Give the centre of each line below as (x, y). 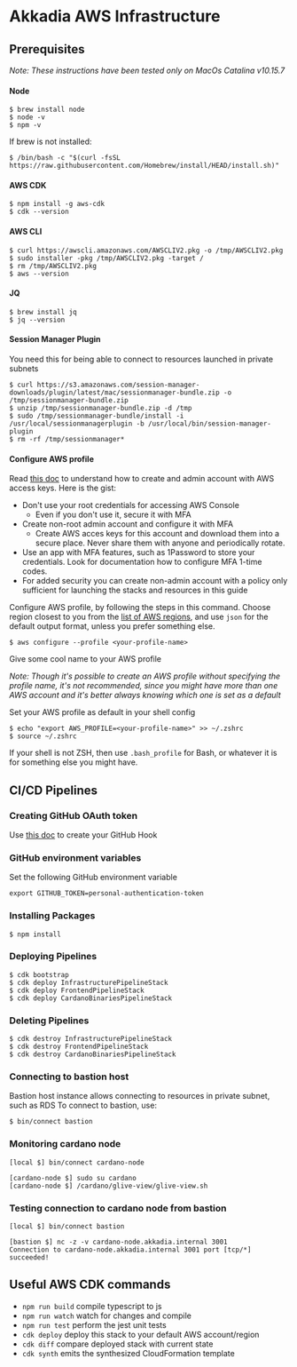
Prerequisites (47, 49)
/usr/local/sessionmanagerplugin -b (77, 424)
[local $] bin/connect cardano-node (77, 1162)
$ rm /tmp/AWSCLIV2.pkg (53, 266)
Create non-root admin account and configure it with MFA (127, 524)
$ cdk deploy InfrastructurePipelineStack (89, 982)
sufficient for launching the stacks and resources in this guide (135, 590)
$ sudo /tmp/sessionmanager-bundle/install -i (97, 416)
